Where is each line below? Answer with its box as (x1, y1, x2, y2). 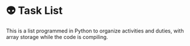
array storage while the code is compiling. (6, 33, 108, 40)
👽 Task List (6, 4, 63, 17)
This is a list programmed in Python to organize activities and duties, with (6, 27, 184, 34)
